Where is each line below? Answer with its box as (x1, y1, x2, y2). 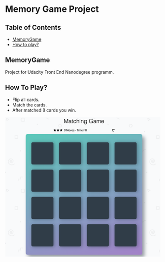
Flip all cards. (12, 97, 39, 103)
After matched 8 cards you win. (12, 107, 76, 113)
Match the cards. (12, 102, 47, 107)
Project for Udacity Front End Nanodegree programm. (5, 69, 114, 75)
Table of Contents (5, 23, 62, 32)
